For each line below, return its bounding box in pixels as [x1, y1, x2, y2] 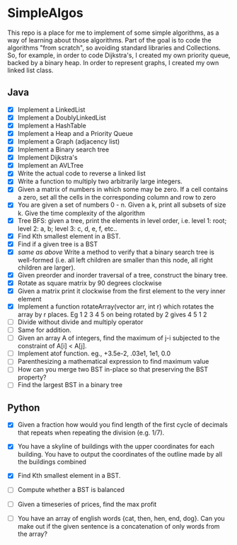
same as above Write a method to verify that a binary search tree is [17, 248, 214, 256]
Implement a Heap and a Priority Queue [17, 129, 133, 137]
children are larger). [17, 263, 76, 272]
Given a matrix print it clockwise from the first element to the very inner [17, 287, 226, 295]
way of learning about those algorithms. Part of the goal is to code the [7, 35, 212, 44]
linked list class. [7, 66, 54, 74]
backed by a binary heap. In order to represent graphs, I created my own [7, 58, 219, 67]
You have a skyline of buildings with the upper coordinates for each [17, 442, 214, 451]
